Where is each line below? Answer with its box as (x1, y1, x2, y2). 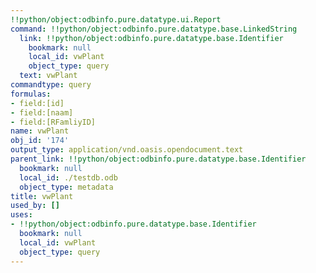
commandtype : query (10, 80, 92, 90)
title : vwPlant (10, 191, 74, 201)
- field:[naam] (10, 107, 74, 118)
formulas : (10, 89, 52, 99)
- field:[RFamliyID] (10, 117, 97, 127)
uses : (10, 210, 33, 220)
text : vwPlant (19, 71, 78, 81)
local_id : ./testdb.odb (19, 172, 118, 183)
